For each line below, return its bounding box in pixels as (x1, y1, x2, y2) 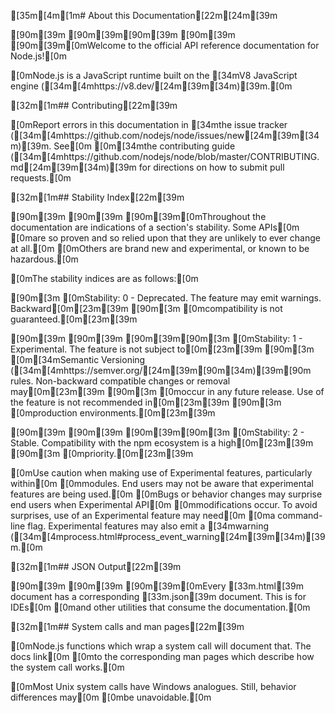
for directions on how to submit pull (138, 161, 285, 173)
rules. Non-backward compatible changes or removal (10, 375, 231, 387)
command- (277, 510, 323, 521)
